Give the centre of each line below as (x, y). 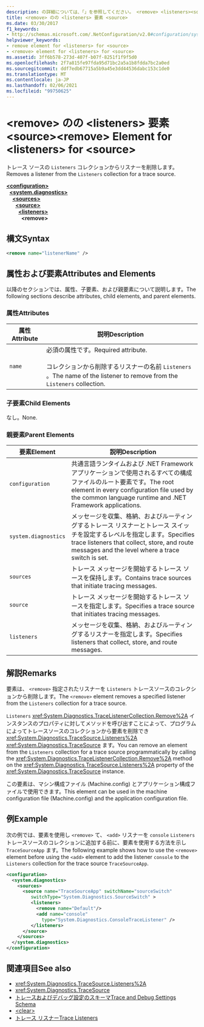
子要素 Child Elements (39, 403)
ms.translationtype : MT (36, 74)
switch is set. (90, 558)
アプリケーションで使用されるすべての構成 (132, 473)
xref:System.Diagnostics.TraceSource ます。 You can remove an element (97, 745)
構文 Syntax (28, 239)
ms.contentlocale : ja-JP (38, 80)
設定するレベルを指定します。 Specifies (139, 535)
